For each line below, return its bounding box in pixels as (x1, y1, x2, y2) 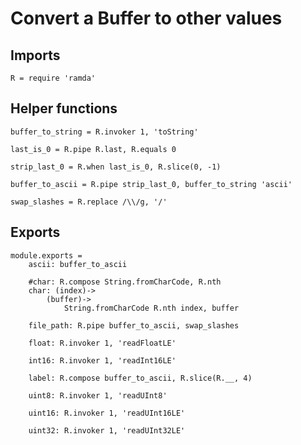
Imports (10, 47, 61, 64)
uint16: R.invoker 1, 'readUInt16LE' (28, 408, 186, 418)
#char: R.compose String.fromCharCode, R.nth (28, 277, 222, 287)
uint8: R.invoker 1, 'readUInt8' (28, 390, 168, 401)
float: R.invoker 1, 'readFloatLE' (28, 338, 177, 348)
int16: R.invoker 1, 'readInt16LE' (28, 355, 177, 366)
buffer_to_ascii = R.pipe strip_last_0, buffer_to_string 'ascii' (10, 179, 293, 189)
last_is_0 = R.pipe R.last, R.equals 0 (10, 144, 177, 154)
